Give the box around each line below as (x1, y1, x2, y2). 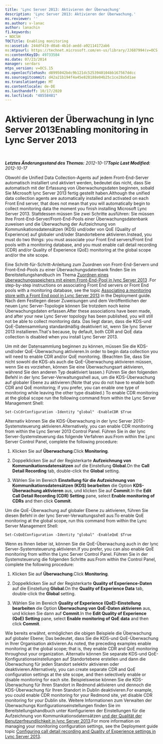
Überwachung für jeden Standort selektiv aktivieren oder (5, 661, 119, 667)
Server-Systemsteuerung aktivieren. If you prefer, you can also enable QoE (5, 546, 154, 552)
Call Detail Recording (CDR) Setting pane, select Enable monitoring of (12, 493, 155, 499)
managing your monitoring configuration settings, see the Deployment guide (5, 723, 158, 729)
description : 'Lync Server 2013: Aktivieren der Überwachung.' (5, 12, 136, 17)
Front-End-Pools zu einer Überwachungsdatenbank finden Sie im (5, 267, 136, 273)
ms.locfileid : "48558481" (5, 93, 57, 98)
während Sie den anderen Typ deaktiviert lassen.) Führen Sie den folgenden (5, 369, 158, 375)
